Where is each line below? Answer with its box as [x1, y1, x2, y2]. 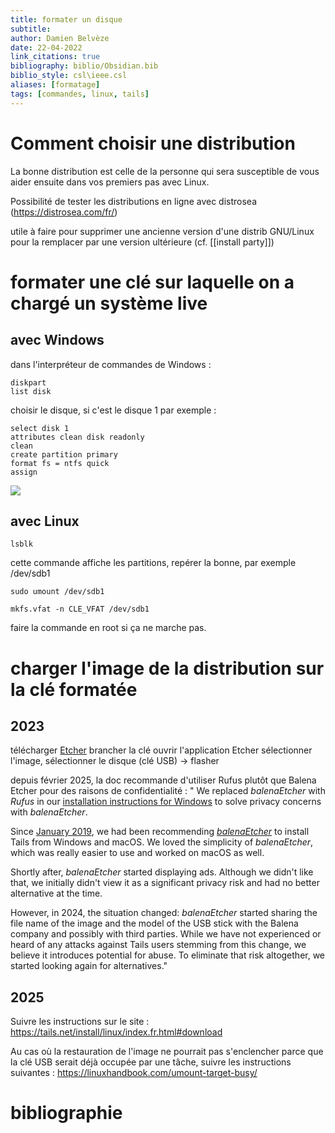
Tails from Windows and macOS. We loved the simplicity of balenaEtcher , [10, 836, 314, 848]
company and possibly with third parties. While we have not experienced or [10, 928, 322, 940]
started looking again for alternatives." [10, 960, 168, 972]
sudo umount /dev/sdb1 [10, 587, 105, 597]
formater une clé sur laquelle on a [10, 271, 295, 293]
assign [10, 467, 38, 477]
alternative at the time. [10, 887, 103, 900]
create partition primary [10, 449, 118, 460]
